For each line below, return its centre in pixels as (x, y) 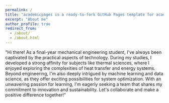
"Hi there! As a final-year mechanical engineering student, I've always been (83, 52)
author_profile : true (28, 24)
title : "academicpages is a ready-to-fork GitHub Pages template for (80, 15)
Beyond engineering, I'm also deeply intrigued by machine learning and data (84, 73)
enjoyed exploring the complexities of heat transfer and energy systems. (80, 68)
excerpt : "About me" (27, 19)
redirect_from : (21, 29)
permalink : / (19, 10)
